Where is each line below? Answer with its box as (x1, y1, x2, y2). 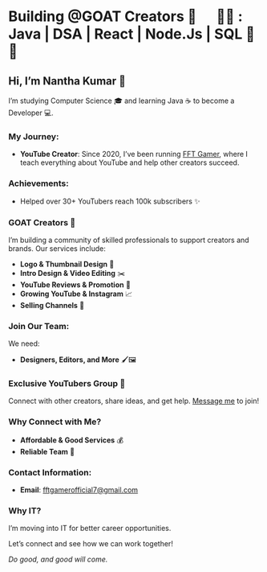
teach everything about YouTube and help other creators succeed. (19, 158, 240, 167)
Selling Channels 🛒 (19, 300, 85, 310)
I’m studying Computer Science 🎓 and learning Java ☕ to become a (8, 96, 235, 105)
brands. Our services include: (8, 243, 106, 253)
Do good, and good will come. (8, 554, 108, 564)
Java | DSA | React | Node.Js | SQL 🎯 (8, 25, 255, 43)
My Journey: (8, 130, 59, 142)
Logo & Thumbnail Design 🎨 (19, 259, 115, 269)
